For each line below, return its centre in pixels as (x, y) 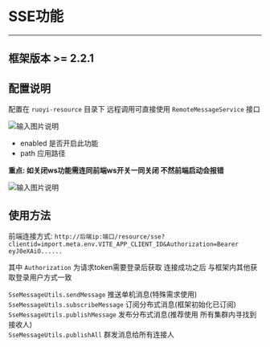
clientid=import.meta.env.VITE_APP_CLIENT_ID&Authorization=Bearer (124, 244)
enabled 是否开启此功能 (59, 143)
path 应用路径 (43, 153)
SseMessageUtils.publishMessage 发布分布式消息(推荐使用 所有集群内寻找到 (133, 314)
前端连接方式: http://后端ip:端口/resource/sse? (87, 236)
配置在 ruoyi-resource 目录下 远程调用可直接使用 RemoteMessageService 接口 (135, 109)
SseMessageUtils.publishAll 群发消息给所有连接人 (92, 334)
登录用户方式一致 (43, 277)
